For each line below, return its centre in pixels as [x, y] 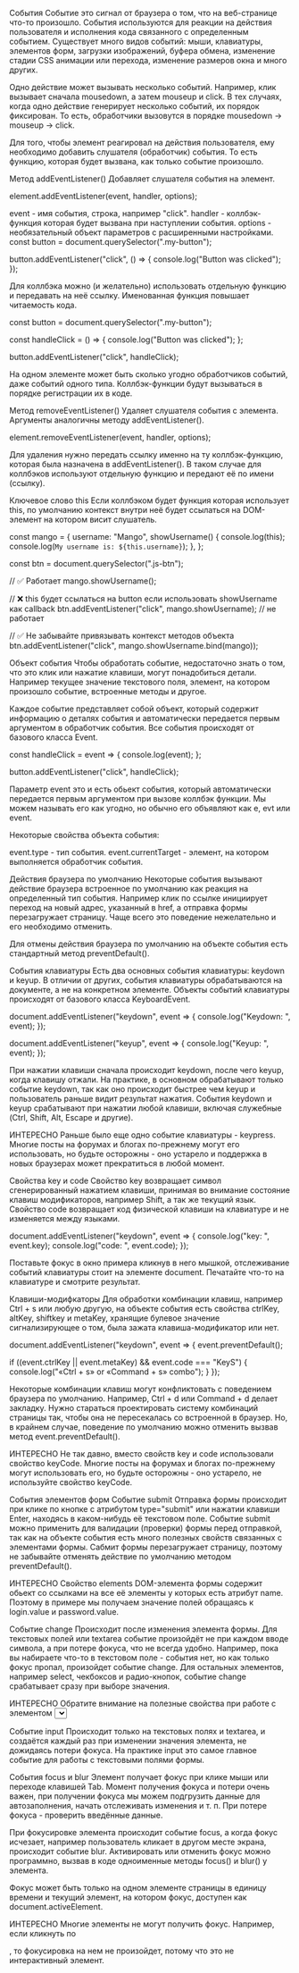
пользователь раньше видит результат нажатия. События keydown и [141, 1099]
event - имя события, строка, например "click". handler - [117, 213]
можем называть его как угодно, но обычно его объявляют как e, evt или [150, 808]
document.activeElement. [56, 1906]
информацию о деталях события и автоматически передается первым [145, 718]
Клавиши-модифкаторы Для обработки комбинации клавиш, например [146, 1299]
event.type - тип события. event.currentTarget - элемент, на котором [139, 852]
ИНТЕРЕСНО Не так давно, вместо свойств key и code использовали [141, 1454]
